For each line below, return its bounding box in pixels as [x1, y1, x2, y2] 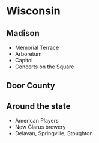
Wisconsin [6, 4, 61, 18]
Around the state [6, 101, 71, 111]
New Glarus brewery [14, 123, 66, 130]
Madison [6, 28, 40, 38]
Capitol [14, 57, 33, 64]
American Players [14, 117, 59, 124]
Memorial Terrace [14, 44, 59, 51]
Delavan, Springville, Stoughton [14, 130, 93, 137]
